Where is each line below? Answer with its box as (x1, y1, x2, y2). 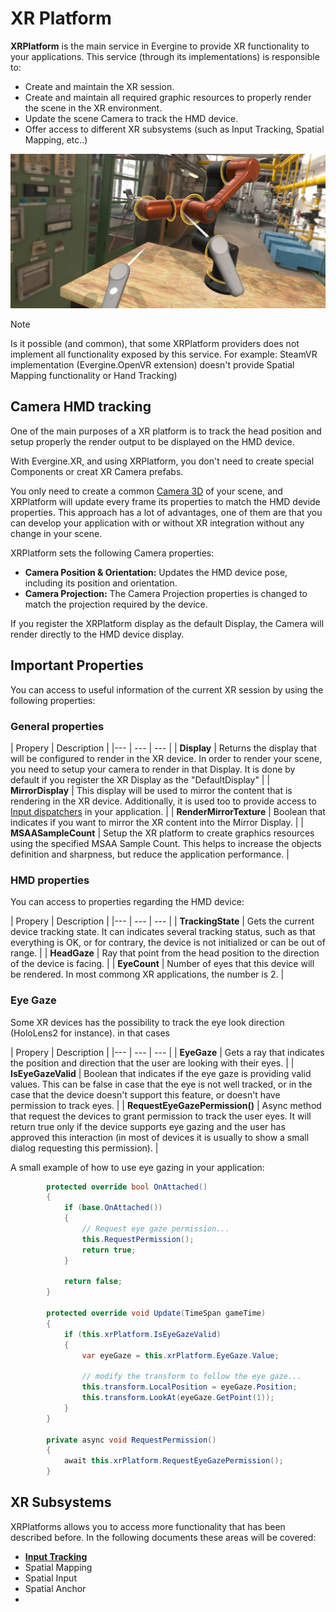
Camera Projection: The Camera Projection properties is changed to (24, 587, 308, 599)
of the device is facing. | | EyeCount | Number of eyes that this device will (10, 958, 315, 970)
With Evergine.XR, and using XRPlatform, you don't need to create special (10, 455, 315, 467)
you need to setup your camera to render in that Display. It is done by (10, 763, 296, 775)
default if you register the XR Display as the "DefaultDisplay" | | (10, 773, 271, 786)
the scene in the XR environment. (24, 102, 163, 114)
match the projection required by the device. (24, 598, 208, 610)
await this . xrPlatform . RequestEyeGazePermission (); (63, 1456, 284, 1466)
